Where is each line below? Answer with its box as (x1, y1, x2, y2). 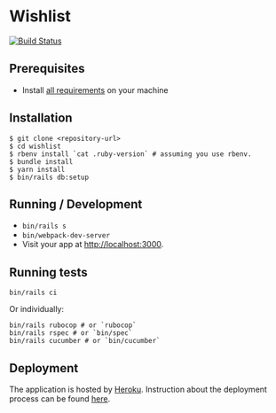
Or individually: (9, 304, 65, 315)
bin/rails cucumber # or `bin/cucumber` (9, 337, 162, 346)
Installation (9, 111, 73, 126)
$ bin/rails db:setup (9, 173, 90, 182)
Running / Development (9, 197, 143, 212)
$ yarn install (9, 165, 66, 174)
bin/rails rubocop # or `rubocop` (9, 321, 138, 330)
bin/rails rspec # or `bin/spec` (9, 329, 133, 338)
